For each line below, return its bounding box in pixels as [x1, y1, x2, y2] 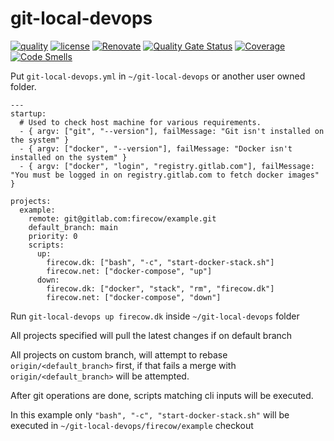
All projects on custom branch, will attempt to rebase [10, 348, 228, 361]
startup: [10, 108, 47, 119]
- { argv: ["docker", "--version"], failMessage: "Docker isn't [19, 143, 293, 154]
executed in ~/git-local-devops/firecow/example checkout [10, 419, 254, 431]
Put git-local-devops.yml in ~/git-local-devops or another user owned [10, 70, 306, 82]
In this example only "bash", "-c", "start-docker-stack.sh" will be [10, 408, 290, 421]
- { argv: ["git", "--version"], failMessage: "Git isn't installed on [19, 126, 325, 136]
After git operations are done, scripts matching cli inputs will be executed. [10, 389, 314, 401]
